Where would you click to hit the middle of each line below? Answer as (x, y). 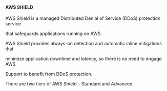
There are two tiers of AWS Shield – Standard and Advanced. (70, 84)
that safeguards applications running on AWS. (54, 34)
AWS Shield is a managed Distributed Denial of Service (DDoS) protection (83, 18)
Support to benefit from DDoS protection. (49, 74)
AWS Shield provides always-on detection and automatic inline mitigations (84, 44)
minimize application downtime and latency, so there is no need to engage (84, 59)
